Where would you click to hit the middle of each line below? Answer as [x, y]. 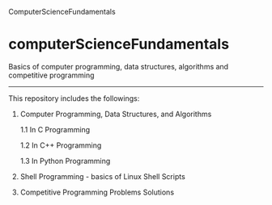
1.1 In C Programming [55, 129]
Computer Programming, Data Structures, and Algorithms [116, 114]
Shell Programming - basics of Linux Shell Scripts [103, 176]
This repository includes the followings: [74, 98]
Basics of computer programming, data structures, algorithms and [119, 66]
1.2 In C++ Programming [61, 145]
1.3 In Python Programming [65, 161]
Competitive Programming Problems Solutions [97, 192]
